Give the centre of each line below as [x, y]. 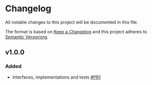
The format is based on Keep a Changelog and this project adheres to [76, 31]
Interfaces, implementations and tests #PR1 [56, 77]
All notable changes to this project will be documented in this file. [72, 22]
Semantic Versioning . [27, 37]
